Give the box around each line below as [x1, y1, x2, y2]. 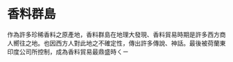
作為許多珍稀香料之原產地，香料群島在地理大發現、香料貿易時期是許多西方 [7, 30, 220, 39]
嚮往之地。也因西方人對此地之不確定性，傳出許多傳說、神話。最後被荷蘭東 [12, 39, 226, 47]
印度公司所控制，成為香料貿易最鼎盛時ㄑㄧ [7, 48, 129, 56]
